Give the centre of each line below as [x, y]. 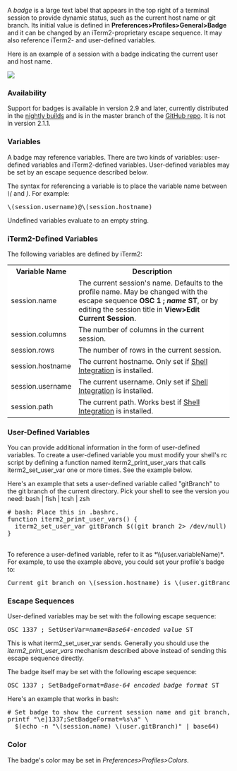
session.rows [33, 350]
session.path [32, 406]
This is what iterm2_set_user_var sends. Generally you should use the [108, 643]
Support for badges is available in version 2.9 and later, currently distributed [118, 108]
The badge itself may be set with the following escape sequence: [102, 672]
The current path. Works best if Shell [139, 402]
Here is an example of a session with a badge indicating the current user [113, 54]
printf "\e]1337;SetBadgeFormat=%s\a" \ [78, 719]
